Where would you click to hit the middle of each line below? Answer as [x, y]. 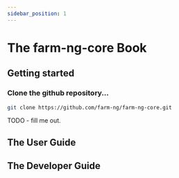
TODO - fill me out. [34, 121]
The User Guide [42, 142]
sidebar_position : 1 [37, 14]
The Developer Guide [54, 166]
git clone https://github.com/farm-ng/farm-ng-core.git [89, 107]
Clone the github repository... [58, 93]
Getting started [41, 73]
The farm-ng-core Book [77, 47]
